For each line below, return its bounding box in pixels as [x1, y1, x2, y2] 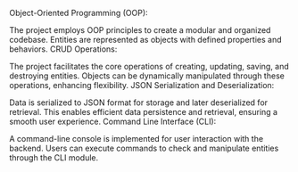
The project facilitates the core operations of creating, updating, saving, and [9, 61, 290, 71]
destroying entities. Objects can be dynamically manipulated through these [9, 70, 286, 81]
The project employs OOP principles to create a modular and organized [9, 25, 271, 35]
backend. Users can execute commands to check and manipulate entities [9, 143, 279, 153]
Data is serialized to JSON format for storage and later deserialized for [9, 97, 269, 108]
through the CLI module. [9, 152, 99, 163]
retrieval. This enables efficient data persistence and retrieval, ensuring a [9, 107, 278, 117]
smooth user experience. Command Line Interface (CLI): [9, 116, 217, 127]
